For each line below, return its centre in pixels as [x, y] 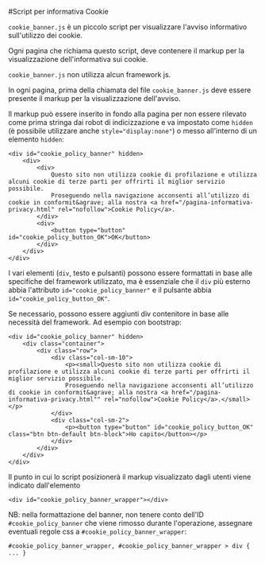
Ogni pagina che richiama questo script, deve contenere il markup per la [126, 51]
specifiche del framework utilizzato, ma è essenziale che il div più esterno [129, 281]
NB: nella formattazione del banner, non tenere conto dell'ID [106, 515]
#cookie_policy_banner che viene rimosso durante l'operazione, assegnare [131, 523]
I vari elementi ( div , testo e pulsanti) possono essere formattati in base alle [130, 273]
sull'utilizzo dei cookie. [46, 35]
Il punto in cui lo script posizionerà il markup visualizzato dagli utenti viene [130, 477]
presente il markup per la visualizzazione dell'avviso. [94, 98]
